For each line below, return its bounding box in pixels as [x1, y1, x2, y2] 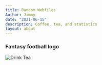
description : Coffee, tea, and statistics [5, 21, 97, 27]
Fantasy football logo [5, 43, 59, 50]
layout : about [5, 26, 36, 31]
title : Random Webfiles [5, 7, 56, 13]
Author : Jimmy [5, 12, 36, 17]
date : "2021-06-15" [5, 17, 47, 22]
